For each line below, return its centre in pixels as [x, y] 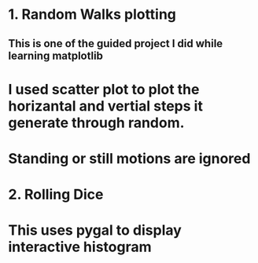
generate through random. [96, 122]
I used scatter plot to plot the [104, 89]
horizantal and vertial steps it [105, 106]
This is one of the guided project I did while [116, 44]
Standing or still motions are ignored [129, 158]
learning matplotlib [56, 55]
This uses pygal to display [95, 230]
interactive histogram [80, 247]
